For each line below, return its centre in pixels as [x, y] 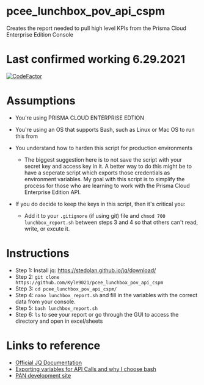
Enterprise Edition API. [53, 192]
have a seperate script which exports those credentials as [97, 173]
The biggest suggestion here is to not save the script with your [103, 159]
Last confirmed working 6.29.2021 [96, 59]
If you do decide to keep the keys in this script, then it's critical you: [100, 204]
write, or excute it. [47, 228]
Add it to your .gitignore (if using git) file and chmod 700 [95, 215]
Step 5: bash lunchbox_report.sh [56, 308]
